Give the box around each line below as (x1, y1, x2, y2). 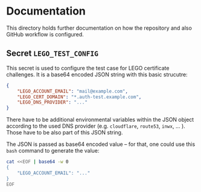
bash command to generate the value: (6, 147, 100, 154)
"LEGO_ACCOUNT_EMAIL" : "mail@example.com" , (17, 88, 129, 94)
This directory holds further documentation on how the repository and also (6, 24, 192, 31)
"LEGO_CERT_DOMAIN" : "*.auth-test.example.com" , (17, 94, 142, 100)
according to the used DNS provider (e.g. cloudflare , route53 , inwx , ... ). (6, 122, 185, 130)
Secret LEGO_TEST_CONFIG (6, 48, 98, 59)
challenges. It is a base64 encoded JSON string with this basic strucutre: (6, 71, 188, 78)
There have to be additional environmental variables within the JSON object (6, 116, 194, 124)
